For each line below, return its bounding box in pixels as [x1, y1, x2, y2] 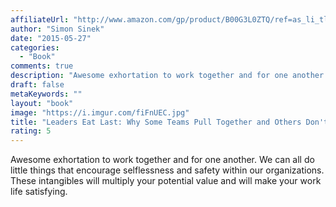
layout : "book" [10, 98, 74, 108]
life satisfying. [10, 186, 68, 198]
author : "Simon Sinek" [10, 24, 105, 34]
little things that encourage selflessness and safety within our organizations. [10, 164, 325, 176]
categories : [10, 42, 60, 53]
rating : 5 [10, 126, 52, 136]
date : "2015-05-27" [10, 33, 92, 43]
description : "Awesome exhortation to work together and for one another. [10, 71, 329, 81]
